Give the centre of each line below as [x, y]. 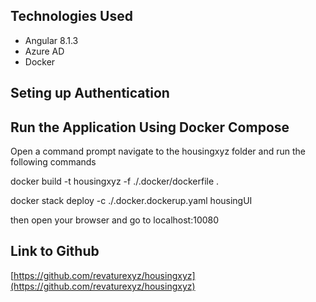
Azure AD [44, 51]
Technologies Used [71, 16]
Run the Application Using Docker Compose [150, 127]
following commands [53, 162]
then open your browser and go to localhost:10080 [115, 220]
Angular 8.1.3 [51, 40]
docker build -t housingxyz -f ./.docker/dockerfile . [115, 181]
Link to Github [55, 251]
